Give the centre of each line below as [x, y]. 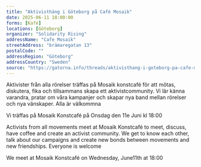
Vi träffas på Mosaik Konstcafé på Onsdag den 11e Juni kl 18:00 [84, 115]
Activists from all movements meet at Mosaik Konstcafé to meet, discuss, [96, 127]
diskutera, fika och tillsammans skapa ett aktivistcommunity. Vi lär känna [96, 91]
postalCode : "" [25, 51]
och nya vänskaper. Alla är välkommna [54, 104]
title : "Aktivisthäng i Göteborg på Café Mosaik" [69, 12]
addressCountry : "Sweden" [38, 62]
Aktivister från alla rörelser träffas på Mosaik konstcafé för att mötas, [91, 85]
